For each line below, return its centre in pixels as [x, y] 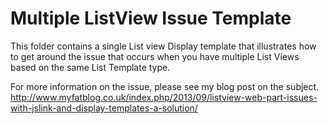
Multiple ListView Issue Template [151, 18]
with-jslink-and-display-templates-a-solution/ [104, 108]
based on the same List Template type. [90, 67]
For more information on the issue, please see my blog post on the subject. [165, 86]
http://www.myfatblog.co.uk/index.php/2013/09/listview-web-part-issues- [164, 97]
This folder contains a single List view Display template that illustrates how [163, 46]
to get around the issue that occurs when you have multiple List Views [155, 56]
